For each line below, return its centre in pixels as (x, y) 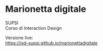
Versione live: (19, 38)
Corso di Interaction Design (33, 28)
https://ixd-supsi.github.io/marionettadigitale (51, 43)
